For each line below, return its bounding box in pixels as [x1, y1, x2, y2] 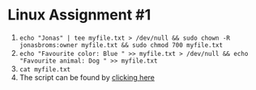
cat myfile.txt [19, 65, 71, 74]
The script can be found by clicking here [19, 72, 155, 82]
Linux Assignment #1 [7, 6, 151, 24]
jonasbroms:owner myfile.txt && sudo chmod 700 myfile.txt [19, 41, 224, 49]
